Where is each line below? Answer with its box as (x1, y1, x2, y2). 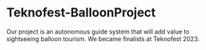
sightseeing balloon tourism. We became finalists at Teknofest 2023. (6, 34, 200, 42)
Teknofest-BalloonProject (6, 5, 156, 21)
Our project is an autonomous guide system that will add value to (6, 27, 190, 36)
